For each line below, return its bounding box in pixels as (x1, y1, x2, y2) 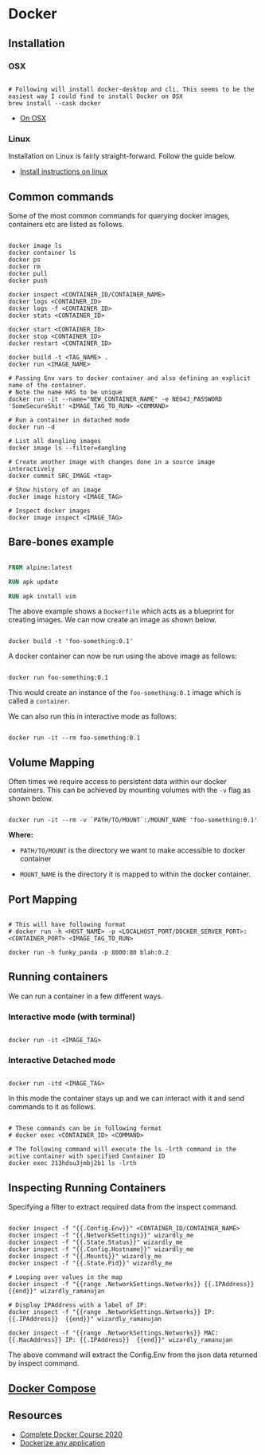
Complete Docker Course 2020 (19, 1430, 123, 1439)
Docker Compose (8, 1382, 97, 1395)
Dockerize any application (19, 1438, 106, 1448)
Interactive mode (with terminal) (8, 1011, 136, 1022)
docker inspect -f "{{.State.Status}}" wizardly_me (8, 1238, 183, 1247)
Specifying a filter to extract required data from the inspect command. (8, 1202, 238, 1212)
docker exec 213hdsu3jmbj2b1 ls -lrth (8, 1159, 137, 1167)
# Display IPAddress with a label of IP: (8, 1301, 148, 1309)
